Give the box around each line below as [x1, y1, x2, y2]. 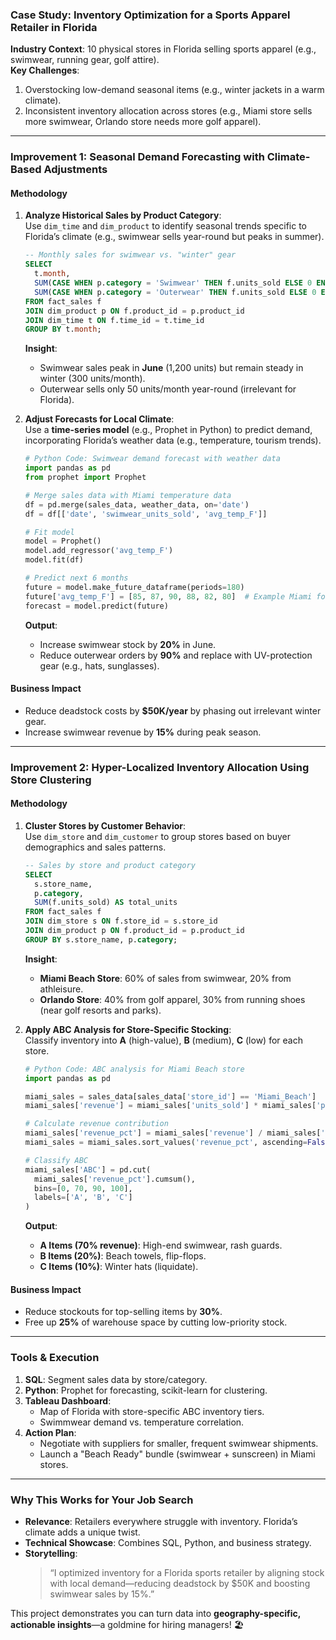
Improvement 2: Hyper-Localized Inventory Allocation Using [10, 760, 310, 774]
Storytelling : [24, 1547, 78, 1559]
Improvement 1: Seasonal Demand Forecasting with [10, 150, 265, 164]
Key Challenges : [10, 64, 80, 77]
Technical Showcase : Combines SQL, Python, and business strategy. [24, 1536, 312, 1548]
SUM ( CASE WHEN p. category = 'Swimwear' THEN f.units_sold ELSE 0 [34, 278, 313, 288]
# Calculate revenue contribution [24, 1119, 169, 1129]
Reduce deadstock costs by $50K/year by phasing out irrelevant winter [24, 704, 322, 717]
